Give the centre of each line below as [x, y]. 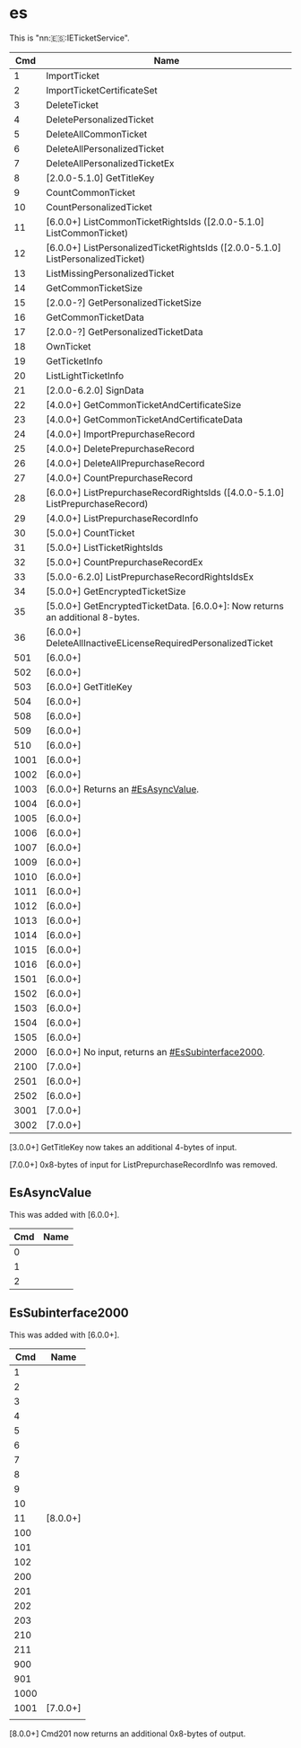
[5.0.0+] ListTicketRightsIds [105, 547]
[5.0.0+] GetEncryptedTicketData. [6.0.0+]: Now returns [165, 606]
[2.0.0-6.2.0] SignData [95, 390]
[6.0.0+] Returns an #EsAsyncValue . [123, 789]
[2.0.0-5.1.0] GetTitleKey [100, 178]
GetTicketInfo [74, 360]
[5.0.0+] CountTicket [90, 533]
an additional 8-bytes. [93, 617]
